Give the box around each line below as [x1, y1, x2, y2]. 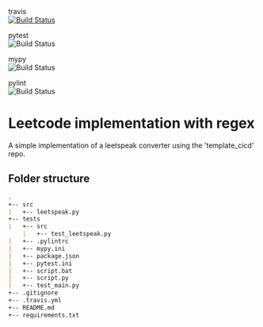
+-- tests [8, 215, 41, 223]
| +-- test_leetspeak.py [22, 230, 112, 238]
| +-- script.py [8, 274, 69, 283]
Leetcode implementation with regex [8, 114, 255, 133]
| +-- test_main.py [8, 282, 80, 290]
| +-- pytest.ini [8, 260, 73, 267]
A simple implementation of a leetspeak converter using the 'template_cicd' [8, 140, 254, 150]
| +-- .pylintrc [8, 237, 69, 245]
